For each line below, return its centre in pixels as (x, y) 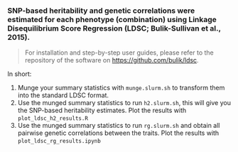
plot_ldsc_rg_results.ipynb (59, 141)
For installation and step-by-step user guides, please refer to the (119, 53)
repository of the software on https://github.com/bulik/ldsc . (112, 60)
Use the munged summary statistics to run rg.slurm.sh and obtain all (119, 126)
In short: (20, 74)
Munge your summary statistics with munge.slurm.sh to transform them (121, 88)
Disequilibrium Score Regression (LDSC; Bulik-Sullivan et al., (114, 28)
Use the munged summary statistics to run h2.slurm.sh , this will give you (124, 103)
